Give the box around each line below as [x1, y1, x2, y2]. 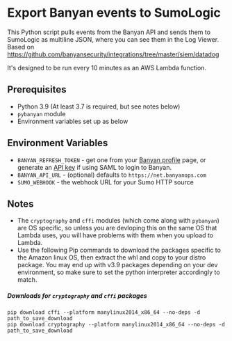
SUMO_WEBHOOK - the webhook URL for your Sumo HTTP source [17, 177, 194, 186]
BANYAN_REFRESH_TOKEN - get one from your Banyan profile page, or [17, 155, 206, 164]
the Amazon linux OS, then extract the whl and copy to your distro [17, 253, 206, 262]
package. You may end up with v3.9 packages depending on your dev [17, 261, 218, 269]
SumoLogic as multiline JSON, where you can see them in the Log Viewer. [7, 35, 219, 43]
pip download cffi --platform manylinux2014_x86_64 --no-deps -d [7, 309, 200, 316]
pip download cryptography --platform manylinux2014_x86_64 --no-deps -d [7, 322, 226, 328]
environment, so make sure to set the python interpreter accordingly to [17, 268, 220, 276]
